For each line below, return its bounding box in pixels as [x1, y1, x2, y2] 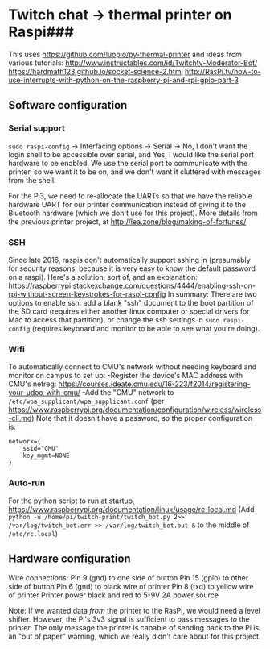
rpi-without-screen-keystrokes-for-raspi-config [8, 289, 166, 299]
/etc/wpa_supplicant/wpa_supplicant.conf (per [8, 397, 165, 406]
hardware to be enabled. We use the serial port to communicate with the [8, 158, 247, 168]
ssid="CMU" [22, 445, 59, 453]
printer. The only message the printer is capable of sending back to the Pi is [8, 623, 260, 633]
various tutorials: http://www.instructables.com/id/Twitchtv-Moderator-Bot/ [8, 58, 258, 68]
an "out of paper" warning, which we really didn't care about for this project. [8, 631, 261, 642]
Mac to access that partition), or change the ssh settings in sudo [8, 314, 220, 324]
